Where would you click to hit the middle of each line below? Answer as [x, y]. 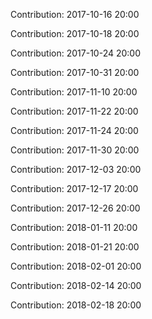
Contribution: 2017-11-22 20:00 [74, 111]
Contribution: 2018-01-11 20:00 [74, 227]
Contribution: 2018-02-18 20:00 [76, 305]
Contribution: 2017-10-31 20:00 [75, 72]
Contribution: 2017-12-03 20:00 [76, 169]
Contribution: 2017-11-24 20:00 [74, 130]
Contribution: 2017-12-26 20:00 [75, 208]
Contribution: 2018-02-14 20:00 [76, 285]
